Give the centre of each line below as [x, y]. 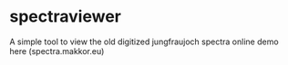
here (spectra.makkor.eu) [57, 51]
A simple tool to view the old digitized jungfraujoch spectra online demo [144, 42]
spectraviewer [65, 17]
